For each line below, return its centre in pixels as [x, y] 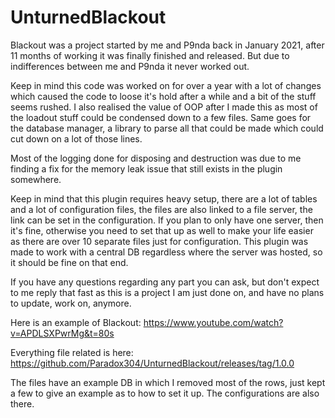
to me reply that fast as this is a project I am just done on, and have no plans [167, 292]
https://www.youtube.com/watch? [213, 322]
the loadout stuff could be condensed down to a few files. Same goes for [161, 117]
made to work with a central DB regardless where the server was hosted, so [166, 252]
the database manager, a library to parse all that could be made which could [167, 128]
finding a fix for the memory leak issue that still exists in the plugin [146, 168]
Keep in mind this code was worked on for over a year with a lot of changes [166, 85]
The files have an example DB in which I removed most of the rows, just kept [168, 382]
